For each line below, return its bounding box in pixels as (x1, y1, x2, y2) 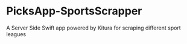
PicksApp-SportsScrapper (6, 4, 142, 18)
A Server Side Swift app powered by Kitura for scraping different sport (6, 24, 181, 31)
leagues (6, 30, 26, 37)
